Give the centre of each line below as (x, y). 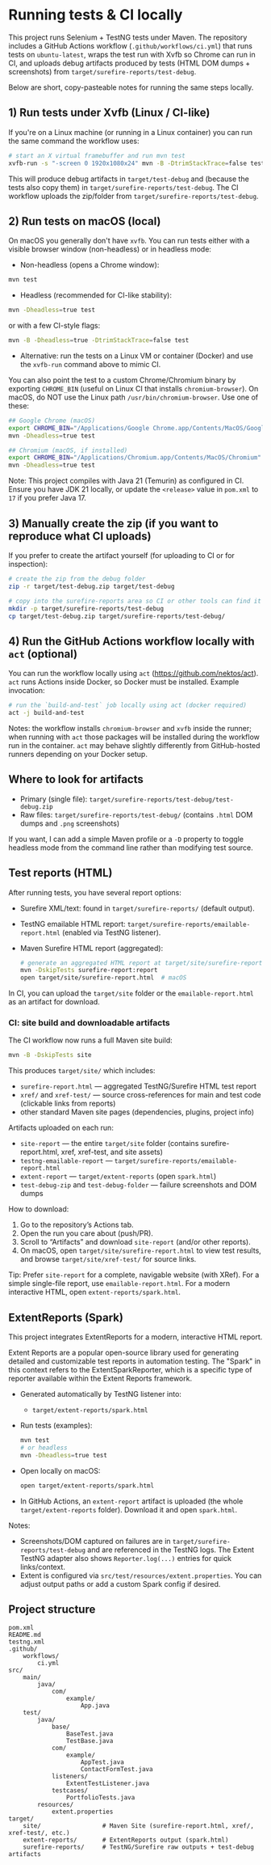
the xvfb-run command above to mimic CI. (90, 364)
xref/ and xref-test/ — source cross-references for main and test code (140, 1095)
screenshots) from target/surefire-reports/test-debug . (102, 71)
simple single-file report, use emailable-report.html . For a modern (119, 1284)
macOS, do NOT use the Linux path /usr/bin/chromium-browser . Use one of (133, 397)
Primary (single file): (54, 799)
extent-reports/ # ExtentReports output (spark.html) (126, 1840)
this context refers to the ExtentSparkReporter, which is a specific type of (130, 1370)
